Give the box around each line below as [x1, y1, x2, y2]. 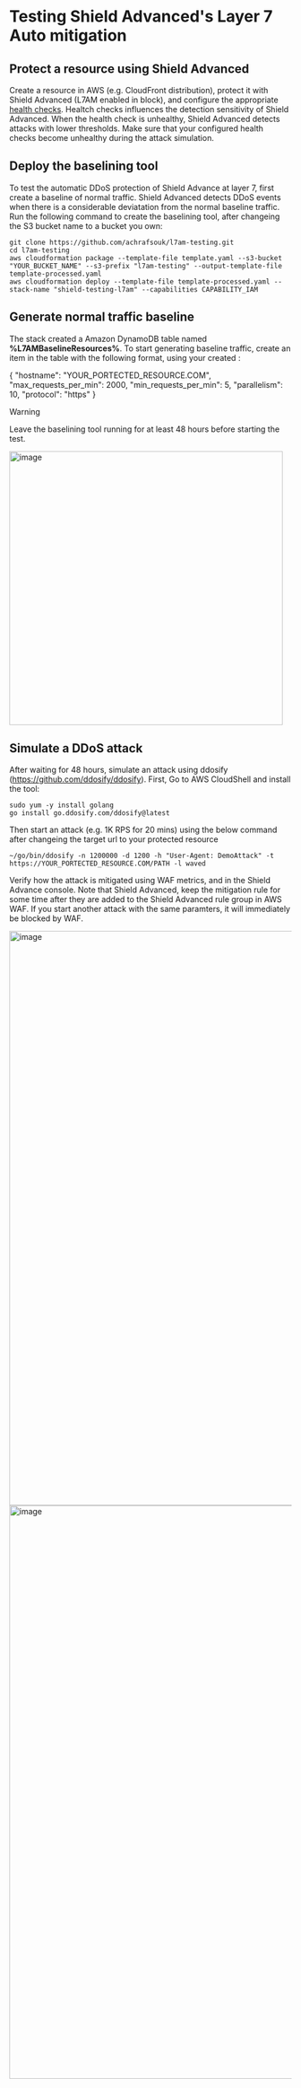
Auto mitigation [9, 25, 127, 46]
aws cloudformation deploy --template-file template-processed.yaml [9, 276, 271, 286]
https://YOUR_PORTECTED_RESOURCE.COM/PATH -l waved [9, 859, 206, 868]
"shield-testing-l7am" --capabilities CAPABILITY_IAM [53, 285, 258, 294]
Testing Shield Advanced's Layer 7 [9, 6, 273, 27]
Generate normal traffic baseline [9, 310, 195, 325]
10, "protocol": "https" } [9, 389, 97, 399]
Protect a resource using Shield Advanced [9, 61, 250, 76]
